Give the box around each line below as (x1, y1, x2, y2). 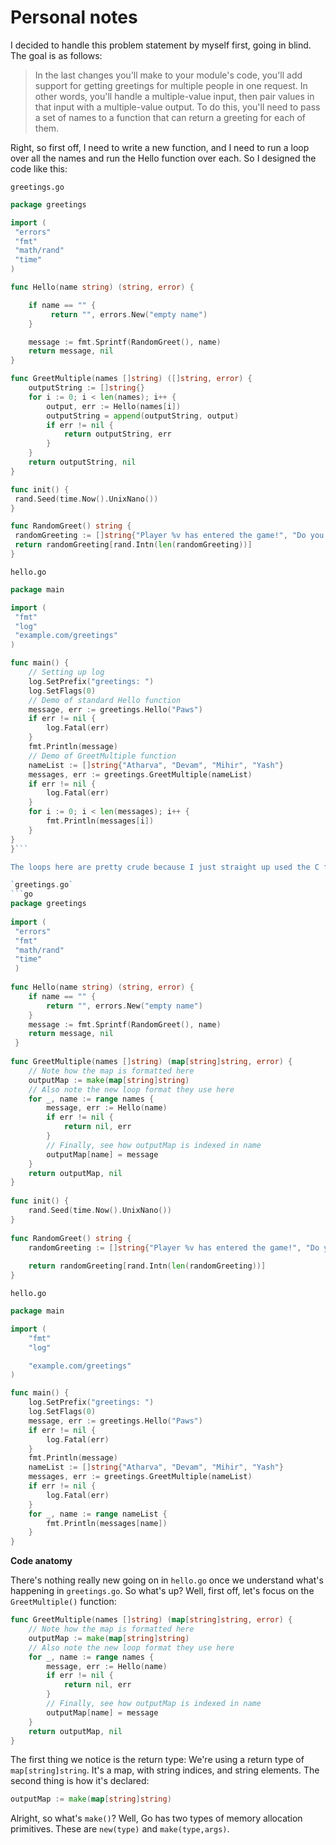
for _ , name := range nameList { (28, 1509, 168, 1519)
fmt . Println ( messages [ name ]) (46, 1518, 168, 1528)
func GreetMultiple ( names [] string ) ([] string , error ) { (10, 374, 253, 384)
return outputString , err (63, 429, 172, 440)
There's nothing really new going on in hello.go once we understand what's (10, 1574, 324, 1586)
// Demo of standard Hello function (28, 695, 182, 705)
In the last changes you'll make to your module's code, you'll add (34, 69, 303, 81)
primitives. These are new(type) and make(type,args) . (10, 1823, 230, 1835)
